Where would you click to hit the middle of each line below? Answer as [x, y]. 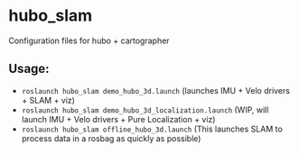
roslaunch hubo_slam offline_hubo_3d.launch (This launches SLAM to [152, 129]
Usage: [29, 69]
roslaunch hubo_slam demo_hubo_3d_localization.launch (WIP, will [145, 110]
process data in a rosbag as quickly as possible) [111, 138]
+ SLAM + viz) [48, 100]
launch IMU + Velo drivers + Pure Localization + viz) [118, 119]
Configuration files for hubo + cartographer [89, 40]
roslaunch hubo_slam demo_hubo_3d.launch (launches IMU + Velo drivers [156, 90]
